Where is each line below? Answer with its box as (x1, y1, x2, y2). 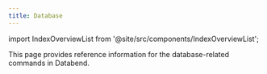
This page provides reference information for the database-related (8, 49, 230, 59)
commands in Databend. (8, 58, 90, 68)
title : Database (8, 11, 63, 20)
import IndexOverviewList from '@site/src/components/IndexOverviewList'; (8, 34, 260, 43)
